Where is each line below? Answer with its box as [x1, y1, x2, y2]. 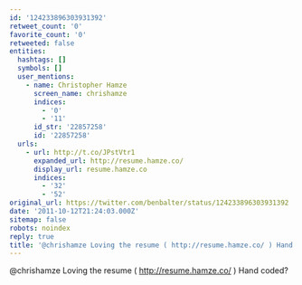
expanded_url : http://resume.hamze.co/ [33, 156, 184, 166]
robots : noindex [9, 223, 71, 233]
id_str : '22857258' [33, 123, 107, 132]
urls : [17, 139, 39, 148]
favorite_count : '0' [9, 30, 88, 39]
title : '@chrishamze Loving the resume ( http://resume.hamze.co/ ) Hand [9, 241, 294, 250]
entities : [9, 47, 47, 56]
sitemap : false [9, 214, 67, 224]
